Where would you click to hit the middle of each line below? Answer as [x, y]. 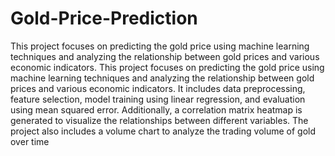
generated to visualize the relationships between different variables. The [159, 120]
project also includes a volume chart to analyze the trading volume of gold [163, 131]
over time [30, 141]
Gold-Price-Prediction [104, 18]
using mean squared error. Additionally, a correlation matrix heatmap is [156, 109]
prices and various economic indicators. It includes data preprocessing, [158, 88]
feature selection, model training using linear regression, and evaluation [158, 99]
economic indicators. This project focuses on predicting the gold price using [167, 67]
